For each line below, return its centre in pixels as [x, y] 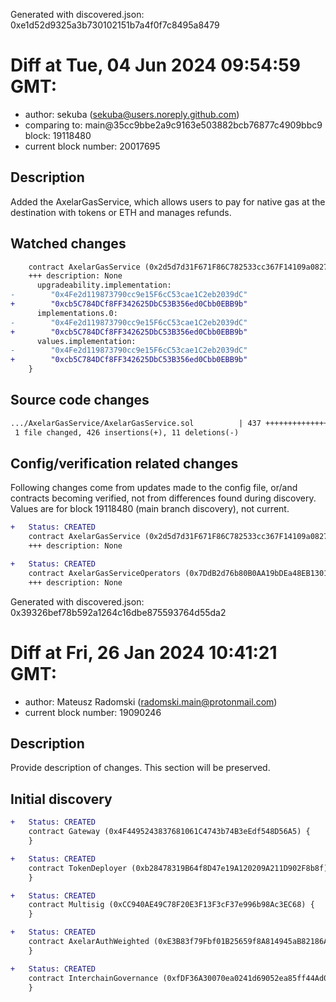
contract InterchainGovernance [93, 978]
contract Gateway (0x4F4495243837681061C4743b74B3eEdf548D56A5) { [169, 832]
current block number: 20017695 [92, 146]
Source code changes [80, 400]
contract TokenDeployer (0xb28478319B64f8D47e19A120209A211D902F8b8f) [178, 868]
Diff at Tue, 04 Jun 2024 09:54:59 [155, 65]
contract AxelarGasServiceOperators [105, 573]
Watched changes [68, 244]
